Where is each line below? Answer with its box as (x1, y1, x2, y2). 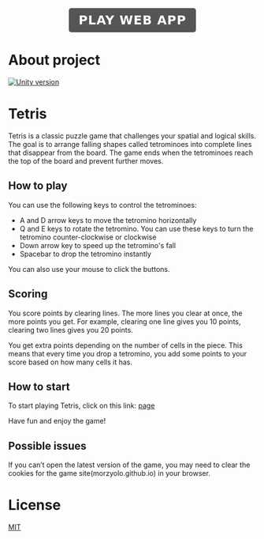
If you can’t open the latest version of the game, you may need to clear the (8, 460, 251, 469)
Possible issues (8, 439, 87, 453)
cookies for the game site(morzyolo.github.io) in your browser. (8, 469, 211, 478)
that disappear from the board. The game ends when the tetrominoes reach (8, 148, 254, 157)
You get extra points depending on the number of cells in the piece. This (8, 340, 243, 350)
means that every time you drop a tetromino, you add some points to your (8, 349, 247, 358)
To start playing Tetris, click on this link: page (8, 401, 155, 410)
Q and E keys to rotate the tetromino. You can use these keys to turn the (19, 224, 254, 233)
